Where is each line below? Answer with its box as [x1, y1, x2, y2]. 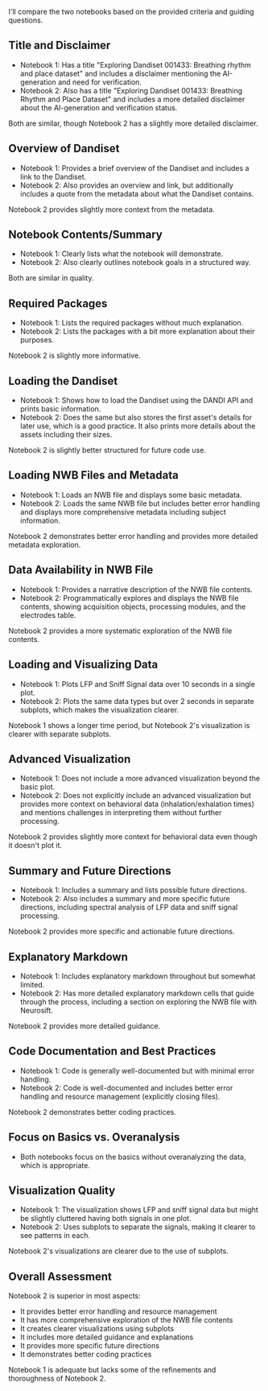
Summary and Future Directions [8, 863, 171, 877]
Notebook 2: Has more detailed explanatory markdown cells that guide [19, 988, 255, 998]
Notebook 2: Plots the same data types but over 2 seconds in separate [19, 696, 255, 706]
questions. [8, 15, 43, 25]
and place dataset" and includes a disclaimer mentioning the [19, 68, 221, 78]
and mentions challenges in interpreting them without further [19, 808, 222, 818]
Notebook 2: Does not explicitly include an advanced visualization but [19, 791, 252, 801]
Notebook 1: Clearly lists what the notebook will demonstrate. [19, 249, 224, 259]
